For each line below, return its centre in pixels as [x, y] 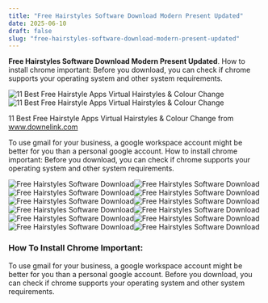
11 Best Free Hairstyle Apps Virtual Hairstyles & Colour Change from [121, 119]
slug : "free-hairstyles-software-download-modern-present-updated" [124, 38]
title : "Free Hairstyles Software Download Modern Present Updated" [126, 16]
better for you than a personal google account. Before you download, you [130, 274]
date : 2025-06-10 [38, 23]
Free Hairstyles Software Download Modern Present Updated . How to [127, 61]
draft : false [30, 31]
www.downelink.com [43, 127]
